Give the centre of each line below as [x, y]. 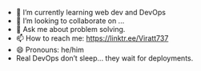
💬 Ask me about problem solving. [70, 29]
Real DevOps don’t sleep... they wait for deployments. [105, 58]
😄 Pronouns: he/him [50, 49]
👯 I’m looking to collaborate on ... [70, 21]
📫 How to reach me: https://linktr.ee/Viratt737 [92, 38]
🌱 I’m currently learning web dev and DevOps [91, 12]
